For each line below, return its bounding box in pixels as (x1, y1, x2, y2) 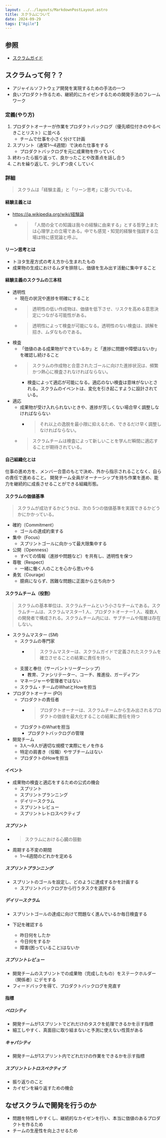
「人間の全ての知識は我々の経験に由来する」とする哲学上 (32, 222, 150, 228)
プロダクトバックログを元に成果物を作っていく (19, 148, 116, 154)
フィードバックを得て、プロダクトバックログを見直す (12, 983, 121, 989)
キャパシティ (5, 1039, 31, 1045)
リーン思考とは (5, 247, 36, 253)
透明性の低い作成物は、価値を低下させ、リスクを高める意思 (32, 306, 155, 312)
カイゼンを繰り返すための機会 (12, 1085, 74, 1091)
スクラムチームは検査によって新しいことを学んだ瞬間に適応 (32, 438, 154, 444)
